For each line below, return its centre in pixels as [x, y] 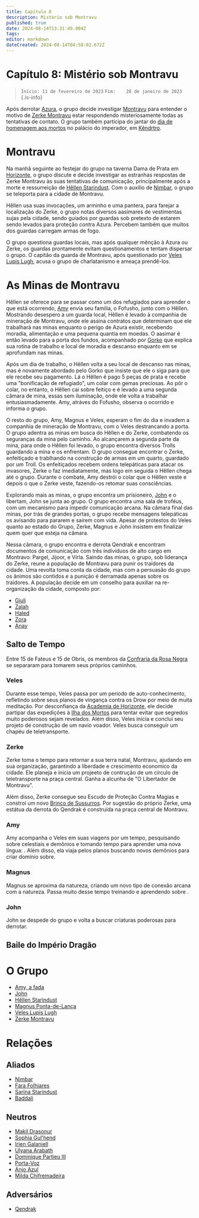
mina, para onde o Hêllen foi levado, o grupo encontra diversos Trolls [91, 445]
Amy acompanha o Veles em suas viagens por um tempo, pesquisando [93, 838]
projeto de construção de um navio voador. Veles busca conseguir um [92, 725]
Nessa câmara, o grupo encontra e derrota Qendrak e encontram [86, 544]
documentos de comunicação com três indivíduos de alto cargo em [89, 551]
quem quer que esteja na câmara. [48, 533]
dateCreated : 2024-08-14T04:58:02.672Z [56, 45]
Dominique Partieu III [40, 1157]
